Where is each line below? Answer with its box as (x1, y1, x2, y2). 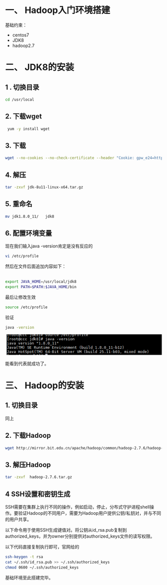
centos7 (12, 32, 29, 38)
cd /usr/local (5, 97, 35, 102)
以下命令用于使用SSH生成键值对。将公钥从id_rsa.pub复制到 (5, 527, 127, 533)
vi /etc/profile (5, 254, 39, 259)
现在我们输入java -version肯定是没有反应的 (5, 243, 93, 249)
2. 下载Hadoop (5, 431, 51, 440)
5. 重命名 (5, 200, 32, 208)
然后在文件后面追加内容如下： (5, 263, 66, 269)
